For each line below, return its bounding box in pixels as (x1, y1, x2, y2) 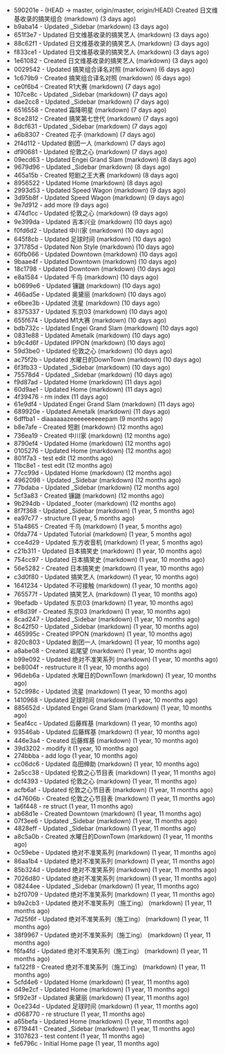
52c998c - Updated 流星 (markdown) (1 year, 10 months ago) (13, 687, 188, 695)
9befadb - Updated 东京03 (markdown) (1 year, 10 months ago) (13, 599, 194, 607)
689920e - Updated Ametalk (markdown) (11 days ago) (13, 407, 170, 415)
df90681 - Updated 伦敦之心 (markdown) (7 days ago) (13, 148, 168, 156)
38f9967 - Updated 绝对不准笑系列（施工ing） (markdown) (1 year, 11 (13, 931, 211, 939)
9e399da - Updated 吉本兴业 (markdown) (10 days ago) (13, 218, 173, 226)
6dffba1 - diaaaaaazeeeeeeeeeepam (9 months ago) (13, 415, 164, 423)
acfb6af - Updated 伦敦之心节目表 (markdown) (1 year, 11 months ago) (13, 786, 213, 793)
